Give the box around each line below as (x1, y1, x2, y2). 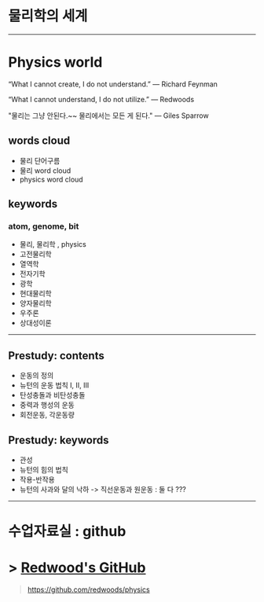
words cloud (8, 134, 71, 148)
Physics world (8, 53, 103, 72)
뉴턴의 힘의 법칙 (19, 465, 68, 474)
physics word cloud (19, 174, 84, 184)
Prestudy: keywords (8, 433, 109, 446)
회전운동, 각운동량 (19, 410, 75, 420)
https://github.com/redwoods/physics (27, 585, 151, 594)
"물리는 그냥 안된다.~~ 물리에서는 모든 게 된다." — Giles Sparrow (8, 111, 210, 120)
